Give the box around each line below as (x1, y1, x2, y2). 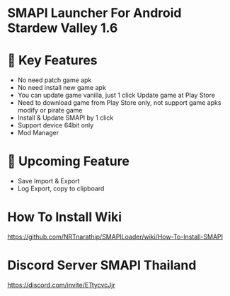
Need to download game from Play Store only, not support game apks (17, 98, 222, 107)
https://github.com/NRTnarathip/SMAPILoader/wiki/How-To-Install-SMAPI (7, 232, 224, 241)
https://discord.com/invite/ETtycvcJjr (7, 280, 115, 289)
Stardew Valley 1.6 (7, 20, 118, 36)
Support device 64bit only (17, 121, 94, 130)
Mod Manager (17, 129, 59, 137)
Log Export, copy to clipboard (17, 184, 105, 193)
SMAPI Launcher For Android (7, 5, 182, 21)
